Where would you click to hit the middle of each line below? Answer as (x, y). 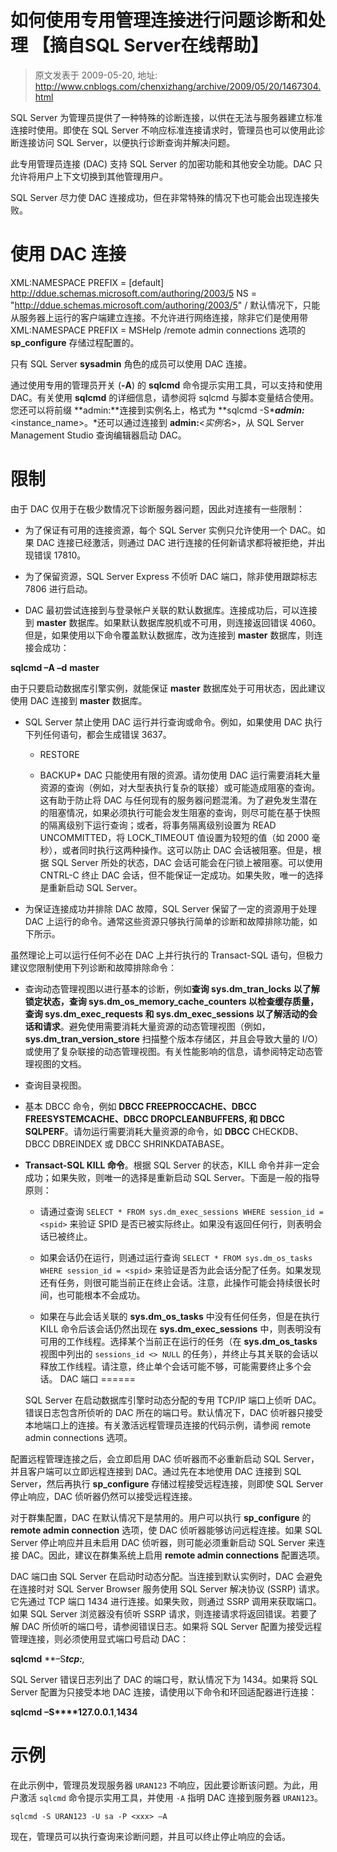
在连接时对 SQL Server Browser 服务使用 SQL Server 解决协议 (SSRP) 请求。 (167, 1588)
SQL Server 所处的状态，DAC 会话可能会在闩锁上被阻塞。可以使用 (187, 862)
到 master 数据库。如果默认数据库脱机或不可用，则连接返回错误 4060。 (173, 622)
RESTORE (59, 754)
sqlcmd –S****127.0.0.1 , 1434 (74, 1712)
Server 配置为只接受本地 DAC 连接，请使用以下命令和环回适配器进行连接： (164, 1692)
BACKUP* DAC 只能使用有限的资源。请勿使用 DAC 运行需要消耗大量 (180, 775)
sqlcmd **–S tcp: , (48, 1658)
